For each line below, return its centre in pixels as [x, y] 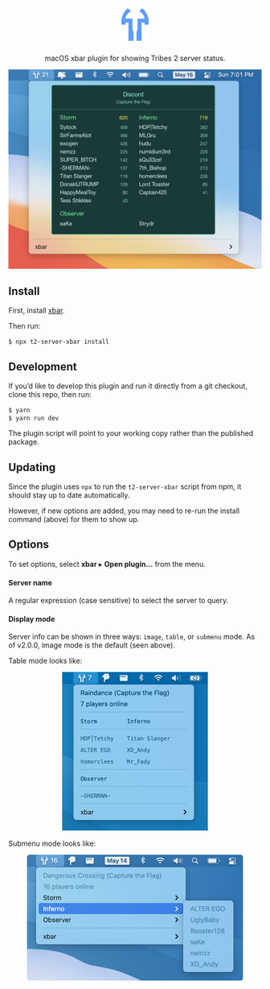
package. [24, 442]
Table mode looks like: [45, 661]
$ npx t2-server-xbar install [59, 342]
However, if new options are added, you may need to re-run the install [124, 511]
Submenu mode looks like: [52, 844]
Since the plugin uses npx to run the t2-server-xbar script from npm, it [125, 486]
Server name [30, 582]
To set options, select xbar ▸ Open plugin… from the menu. [107, 564]
